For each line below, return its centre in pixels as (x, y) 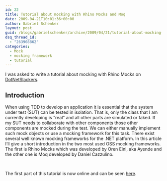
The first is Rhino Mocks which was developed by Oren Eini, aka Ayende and (83, 149)
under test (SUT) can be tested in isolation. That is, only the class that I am (82, 112)
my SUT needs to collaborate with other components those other (72, 123)
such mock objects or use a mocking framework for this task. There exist (80, 134)
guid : (11, 33)
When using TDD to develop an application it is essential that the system (79, 107)
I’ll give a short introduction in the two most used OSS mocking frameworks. (83, 144)
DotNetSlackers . (22, 80)
